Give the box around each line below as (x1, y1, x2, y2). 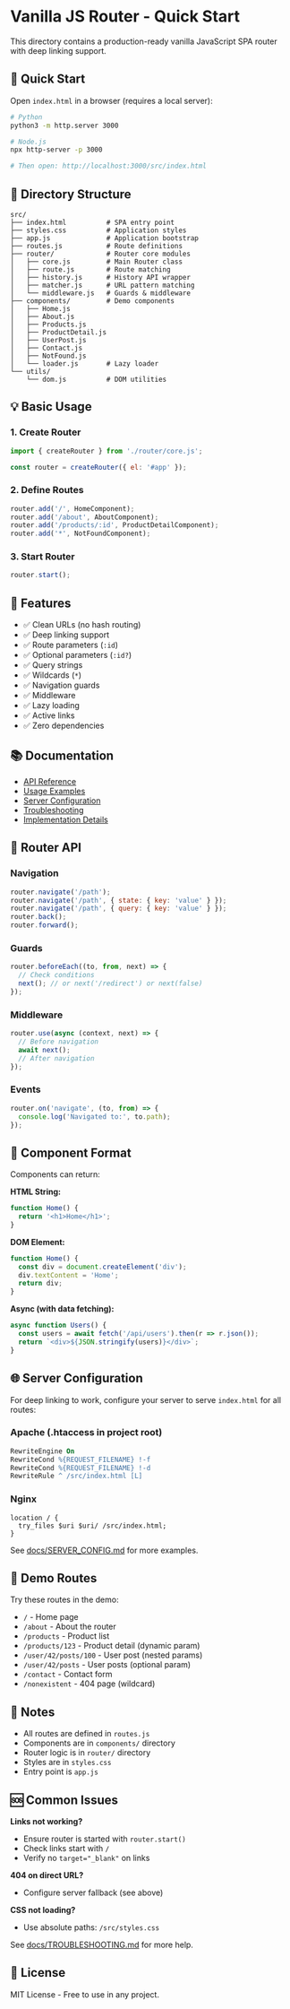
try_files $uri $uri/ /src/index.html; (18, 1521, 167, 1530)
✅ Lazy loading (22, 700, 80, 711)
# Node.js (10, 137, 47, 146)
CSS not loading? (10, 1905, 76, 1916)
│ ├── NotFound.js (10, 351, 88, 360)
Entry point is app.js (22, 1766, 99, 1777)
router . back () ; (10, 913, 67, 922)
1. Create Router (10, 426, 81, 438)
